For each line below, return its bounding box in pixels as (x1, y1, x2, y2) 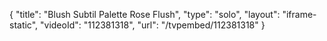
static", (9, 19, 39, 31)
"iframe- (282, 9, 317, 20)
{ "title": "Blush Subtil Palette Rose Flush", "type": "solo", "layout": (9, 9, 281, 20)
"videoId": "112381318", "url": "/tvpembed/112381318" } (40, 19, 266, 31)
